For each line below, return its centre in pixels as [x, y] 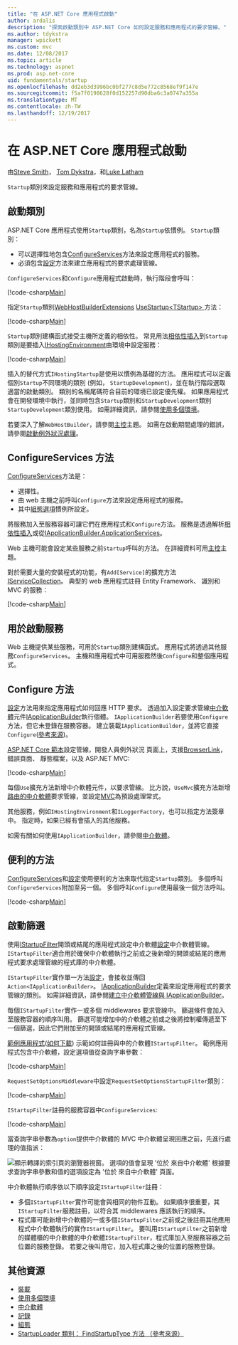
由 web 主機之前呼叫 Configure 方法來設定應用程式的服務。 [102, 500]
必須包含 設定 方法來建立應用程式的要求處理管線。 [89, 263]
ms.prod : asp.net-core [41, 73]
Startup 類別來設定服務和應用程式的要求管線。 [75, 186]
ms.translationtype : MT [43, 100]
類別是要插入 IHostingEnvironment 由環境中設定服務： [85, 344]
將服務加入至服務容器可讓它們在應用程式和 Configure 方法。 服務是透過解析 [116, 524]
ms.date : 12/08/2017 [38, 54]
